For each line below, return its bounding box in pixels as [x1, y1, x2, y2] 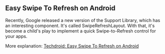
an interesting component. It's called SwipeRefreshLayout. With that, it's [5, 22, 155, 28]
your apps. [5, 33, 28, 39]
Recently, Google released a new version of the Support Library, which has [5, 17, 160, 23]
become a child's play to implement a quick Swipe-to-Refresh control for [5, 27, 156, 34]
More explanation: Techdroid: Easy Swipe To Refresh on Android [5, 42, 139, 49]
